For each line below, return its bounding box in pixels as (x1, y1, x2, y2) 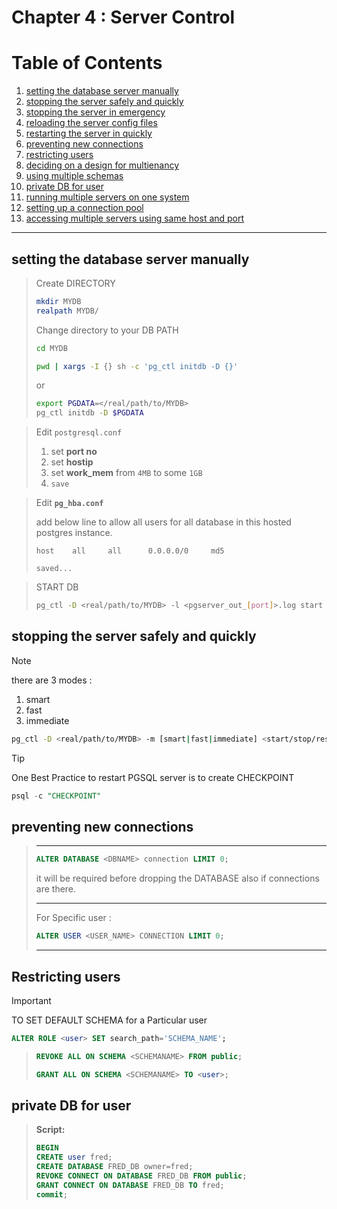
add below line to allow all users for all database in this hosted (35, 516, 292, 528)
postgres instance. (35, 527, 113, 539)
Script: (35, 1124, 66, 1136)
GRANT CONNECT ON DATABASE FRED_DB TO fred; (35, 1180, 225, 1190)
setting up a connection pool (25, 202, 144, 214)
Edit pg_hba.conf (35, 497, 104, 509)
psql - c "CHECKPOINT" (11, 791, 102, 801)
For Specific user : (35, 912, 112, 924)
